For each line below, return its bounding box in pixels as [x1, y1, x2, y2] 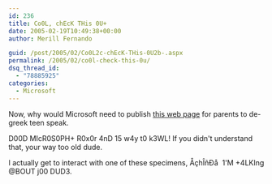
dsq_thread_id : [8, 64, 60, 73]
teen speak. [29, 118, 69, 127]
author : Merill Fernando [8, 34, 93, 43]
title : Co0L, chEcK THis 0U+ [8, 19, 107, 28]
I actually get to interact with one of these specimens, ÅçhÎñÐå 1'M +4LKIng [8, 157, 265, 167]
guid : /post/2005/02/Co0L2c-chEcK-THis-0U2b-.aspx [8, 49, 183, 58]
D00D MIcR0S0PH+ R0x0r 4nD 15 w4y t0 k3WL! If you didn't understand [8, 133, 253, 143]
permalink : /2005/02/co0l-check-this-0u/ [8, 57, 151, 65]
